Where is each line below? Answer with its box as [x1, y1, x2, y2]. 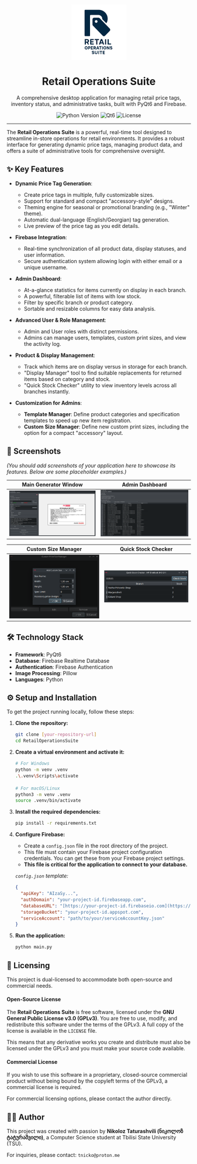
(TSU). [6, 1140, 23, 1147]
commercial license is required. [6, 1084, 82, 1091]
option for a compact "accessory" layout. [23, 429, 123, 436]
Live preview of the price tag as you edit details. [23, 222, 140, 229]
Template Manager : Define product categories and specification [23, 410, 180, 417]
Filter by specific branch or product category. [23, 299, 134, 306]
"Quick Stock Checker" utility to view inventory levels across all [23, 382, 177, 389]
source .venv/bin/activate [15, 798, 81, 804]
